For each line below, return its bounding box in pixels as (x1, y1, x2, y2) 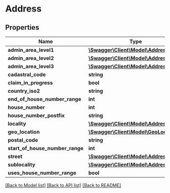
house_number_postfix (8, 112, 65, 119)
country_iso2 (8, 88, 40, 94)
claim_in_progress (8, 79, 53, 86)
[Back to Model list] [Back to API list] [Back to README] (5, 182, 121, 188)
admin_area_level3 (8, 63, 54, 70)
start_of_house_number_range (8, 145, 83, 152)
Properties (5, 23, 39, 32)
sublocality (8, 161, 35, 168)
